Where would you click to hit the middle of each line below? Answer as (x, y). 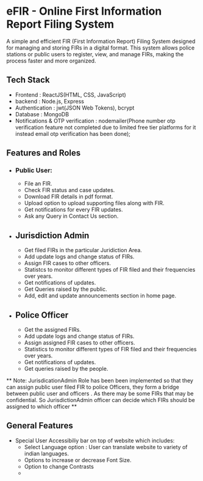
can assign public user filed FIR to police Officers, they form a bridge (93, 387)
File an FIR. (38, 184)
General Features (40, 426)
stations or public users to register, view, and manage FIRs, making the (95, 54)
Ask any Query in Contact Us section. (71, 216)
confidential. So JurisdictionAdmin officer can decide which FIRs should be (101, 400)
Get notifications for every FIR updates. (73, 210)
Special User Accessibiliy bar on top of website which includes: (95, 440)
